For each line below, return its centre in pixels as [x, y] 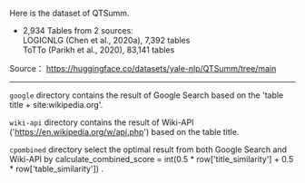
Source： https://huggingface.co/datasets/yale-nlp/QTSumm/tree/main [143, 68]
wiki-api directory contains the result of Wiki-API [102, 122]
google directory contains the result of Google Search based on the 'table [147, 95]
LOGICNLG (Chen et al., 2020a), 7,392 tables [106, 40]
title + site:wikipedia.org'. [56, 105]
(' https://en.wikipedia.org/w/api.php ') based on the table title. [124, 132]
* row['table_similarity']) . [57, 169]
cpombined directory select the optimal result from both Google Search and [148, 149]
